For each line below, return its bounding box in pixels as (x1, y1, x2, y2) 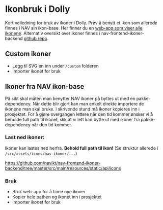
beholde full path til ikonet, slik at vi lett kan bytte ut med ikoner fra (5, 116, 140, 122)
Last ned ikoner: (5, 134, 45, 141)
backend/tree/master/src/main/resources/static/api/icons (5, 165, 121, 171)
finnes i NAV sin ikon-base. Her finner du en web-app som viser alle (5, 25, 143, 31)
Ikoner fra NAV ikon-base (5, 82, 84, 91)
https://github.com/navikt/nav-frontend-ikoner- (5, 160, 101, 166)
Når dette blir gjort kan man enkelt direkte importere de (32, 101, 144, 106)
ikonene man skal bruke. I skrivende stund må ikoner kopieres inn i (5, 106, 140, 112)
